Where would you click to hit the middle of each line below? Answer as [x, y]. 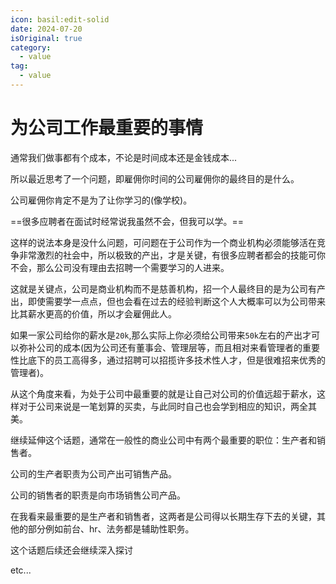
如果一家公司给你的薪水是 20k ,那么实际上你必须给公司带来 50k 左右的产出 [156, 335]
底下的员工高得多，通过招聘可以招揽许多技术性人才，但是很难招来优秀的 [176, 360]
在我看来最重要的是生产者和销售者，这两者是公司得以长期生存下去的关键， [163, 516]
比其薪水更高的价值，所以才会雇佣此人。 [93, 313]
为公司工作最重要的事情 [107, 128]
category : [31, 47]
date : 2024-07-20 [46, 29]
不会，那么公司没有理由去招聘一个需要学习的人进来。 [120, 267]
